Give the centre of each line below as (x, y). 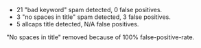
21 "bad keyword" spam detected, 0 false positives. (89, 10)
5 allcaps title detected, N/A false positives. (78, 24)
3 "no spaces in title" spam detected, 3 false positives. (93, 17)
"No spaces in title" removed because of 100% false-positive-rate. (100, 37)
